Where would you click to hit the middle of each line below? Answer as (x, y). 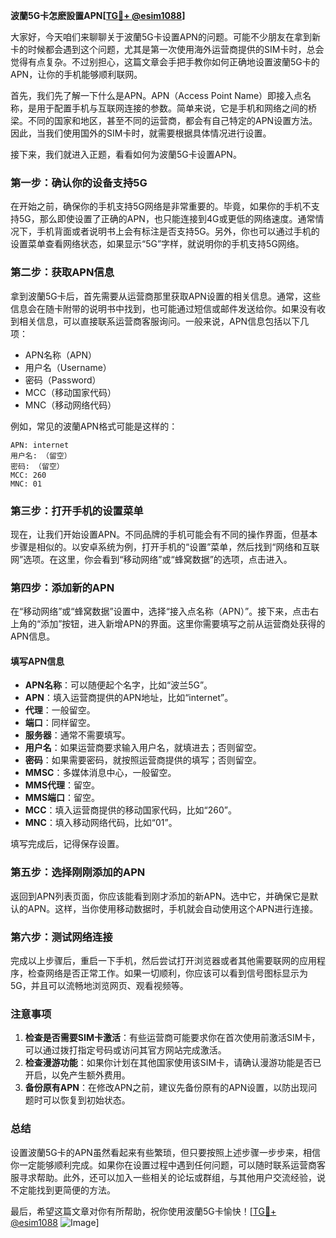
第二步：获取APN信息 (62, 272)
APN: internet (40, 445)
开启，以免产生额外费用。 (77, 1075)
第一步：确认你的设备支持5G (79, 182)
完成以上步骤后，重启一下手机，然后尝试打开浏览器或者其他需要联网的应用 (163, 960)
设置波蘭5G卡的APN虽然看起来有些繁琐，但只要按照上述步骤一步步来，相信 (165, 1152)
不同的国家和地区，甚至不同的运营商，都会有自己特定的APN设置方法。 (172, 120)
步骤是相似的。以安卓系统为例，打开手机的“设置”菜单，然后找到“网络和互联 (165, 546)
